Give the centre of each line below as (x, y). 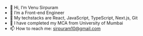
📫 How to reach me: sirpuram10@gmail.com (55, 28)
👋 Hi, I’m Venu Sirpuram (34, 8)
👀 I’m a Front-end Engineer (37, 13)
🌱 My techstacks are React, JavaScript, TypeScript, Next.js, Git (74, 18)
